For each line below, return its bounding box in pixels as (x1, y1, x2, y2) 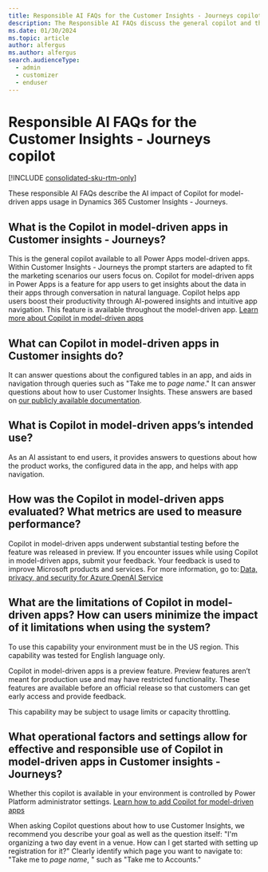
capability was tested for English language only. (8, 650, 166, 660)
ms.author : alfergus (8, 49, 77, 57)
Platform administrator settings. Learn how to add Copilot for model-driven (8, 797, 254, 807)
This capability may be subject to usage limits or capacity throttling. (8, 707, 231, 716)
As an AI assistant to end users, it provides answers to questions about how (8, 452, 258, 462)
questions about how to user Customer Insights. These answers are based (8, 387, 253, 397)
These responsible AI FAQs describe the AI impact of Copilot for (8, 188, 219, 198)
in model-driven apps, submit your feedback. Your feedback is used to (8, 556, 241, 565)
